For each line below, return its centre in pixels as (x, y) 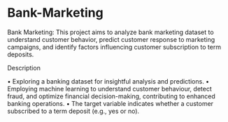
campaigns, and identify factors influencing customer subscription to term (114, 47)
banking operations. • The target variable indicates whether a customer (111, 103)
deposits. (21, 54)
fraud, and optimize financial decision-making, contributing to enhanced (111, 96)
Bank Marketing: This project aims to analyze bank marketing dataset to (111, 32)
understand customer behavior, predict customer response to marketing (111, 39)
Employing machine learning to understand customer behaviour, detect (109, 89)
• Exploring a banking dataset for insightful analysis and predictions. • (108, 81)
